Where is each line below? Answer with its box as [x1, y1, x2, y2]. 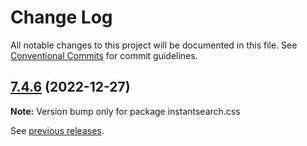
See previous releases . [10, 124, 105, 136]
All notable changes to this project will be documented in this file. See [10, 39, 298, 51]
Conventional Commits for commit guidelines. [10, 49, 198, 61]
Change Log [10, 6, 113, 29]
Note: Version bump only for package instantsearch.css [10, 105, 241, 117]
